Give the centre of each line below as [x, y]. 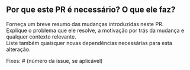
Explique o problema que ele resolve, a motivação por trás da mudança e [95, 30]
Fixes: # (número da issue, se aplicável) [54, 61]
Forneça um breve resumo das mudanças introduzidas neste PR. [85, 24]
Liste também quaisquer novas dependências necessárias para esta [89, 43]
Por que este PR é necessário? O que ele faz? [91, 10]
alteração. [18, 49]
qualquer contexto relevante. [41, 36]
